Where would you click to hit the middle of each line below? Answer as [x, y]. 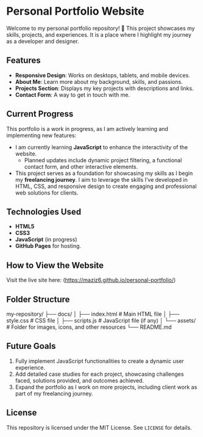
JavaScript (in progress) [46, 239]
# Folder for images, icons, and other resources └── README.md [89, 327]
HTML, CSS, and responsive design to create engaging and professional [106, 186]
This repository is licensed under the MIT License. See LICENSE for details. [99, 427]
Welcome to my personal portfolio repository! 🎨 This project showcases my [101, 28]
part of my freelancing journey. [54, 394]
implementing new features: [41, 135]
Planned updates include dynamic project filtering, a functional [103, 160]
